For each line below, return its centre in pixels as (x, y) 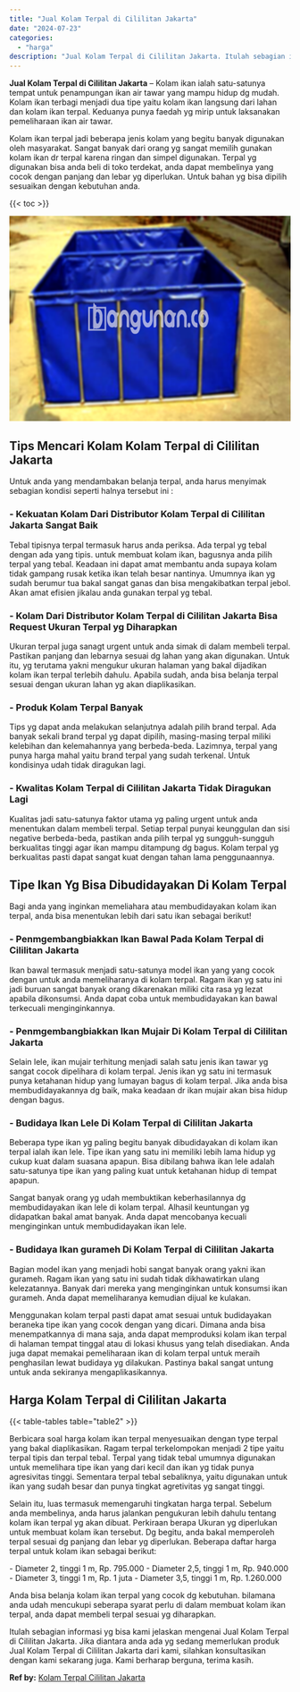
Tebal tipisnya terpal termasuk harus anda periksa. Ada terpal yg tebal (138, 545)
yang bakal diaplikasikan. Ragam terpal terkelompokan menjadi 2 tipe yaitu (146, 1449)
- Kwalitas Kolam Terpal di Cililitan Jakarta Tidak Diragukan (140, 788)
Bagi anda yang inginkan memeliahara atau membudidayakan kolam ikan (143, 906)
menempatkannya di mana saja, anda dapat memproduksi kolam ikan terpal (148, 1334)
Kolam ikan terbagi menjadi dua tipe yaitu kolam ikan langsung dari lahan (143, 102)
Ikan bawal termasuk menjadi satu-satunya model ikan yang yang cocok (142, 970)
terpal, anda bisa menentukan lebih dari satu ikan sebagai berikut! (130, 916)
